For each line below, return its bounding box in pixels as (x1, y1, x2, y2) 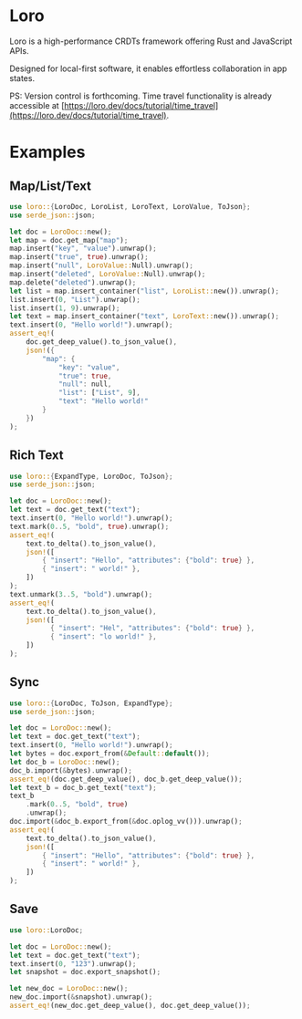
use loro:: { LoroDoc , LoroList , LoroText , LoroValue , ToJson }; (9, 202, 251, 211)
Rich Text (9, 448, 64, 463)
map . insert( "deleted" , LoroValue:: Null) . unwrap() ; (9, 270, 206, 279)
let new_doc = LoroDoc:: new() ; (9, 984, 129, 993)
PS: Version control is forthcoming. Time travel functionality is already (9, 90, 272, 101)
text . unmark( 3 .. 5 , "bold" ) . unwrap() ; (9, 589, 153, 598)
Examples (9, 142, 86, 162)
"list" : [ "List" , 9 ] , (57, 389, 141, 398)
